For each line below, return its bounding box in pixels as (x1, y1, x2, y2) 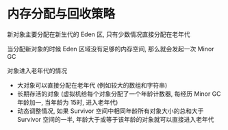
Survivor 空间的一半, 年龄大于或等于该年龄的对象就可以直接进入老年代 (16, 115, 214, 123)
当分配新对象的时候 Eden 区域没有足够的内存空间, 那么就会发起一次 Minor (7, 44, 214, 53)
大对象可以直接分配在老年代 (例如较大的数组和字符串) (16, 81, 168, 89)
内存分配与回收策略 (7, 6, 116, 22)
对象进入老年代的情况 (7, 66, 67, 75)
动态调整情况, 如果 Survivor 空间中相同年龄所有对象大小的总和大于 (16, 107, 204, 115)
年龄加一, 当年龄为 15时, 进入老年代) (16, 98, 118, 106)
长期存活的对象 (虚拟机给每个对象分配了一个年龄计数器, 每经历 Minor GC (16, 90, 221, 98)
